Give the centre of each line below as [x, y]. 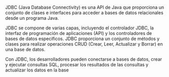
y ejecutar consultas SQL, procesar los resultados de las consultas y [77, 65]
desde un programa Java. [32, 18]
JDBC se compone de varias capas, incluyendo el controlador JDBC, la [79, 28]
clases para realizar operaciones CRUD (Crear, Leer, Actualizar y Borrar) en [84, 44]
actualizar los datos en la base [37, 70]
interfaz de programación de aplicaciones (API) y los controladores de [79, 33]
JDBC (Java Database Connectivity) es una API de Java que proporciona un [85, 7]
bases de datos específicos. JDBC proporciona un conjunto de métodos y [82, 38]
